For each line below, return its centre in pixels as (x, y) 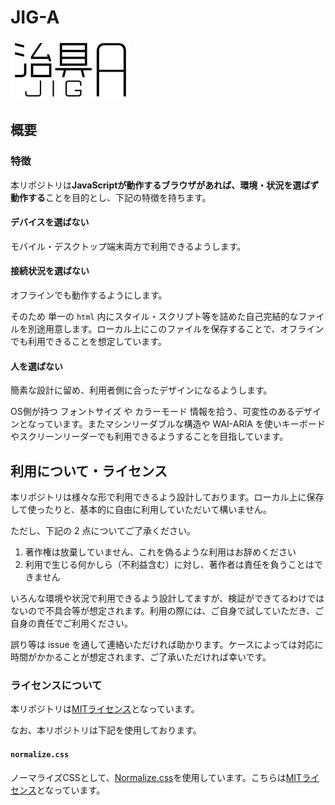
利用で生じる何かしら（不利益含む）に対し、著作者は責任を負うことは (169, 565)
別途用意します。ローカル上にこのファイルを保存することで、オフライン (176, 329)
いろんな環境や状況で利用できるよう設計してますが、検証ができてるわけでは (167, 598)
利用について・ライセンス (89, 471)
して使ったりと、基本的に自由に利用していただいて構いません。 (141, 510)
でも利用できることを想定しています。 (88, 342)
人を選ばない (36, 366)
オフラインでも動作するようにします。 (89, 295)
